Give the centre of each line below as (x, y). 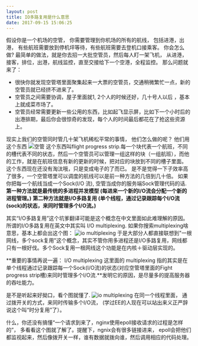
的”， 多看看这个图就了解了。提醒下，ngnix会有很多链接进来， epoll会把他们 (99, 330)
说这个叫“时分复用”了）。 (36, 310)
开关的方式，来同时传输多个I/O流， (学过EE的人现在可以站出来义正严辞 (102, 303)
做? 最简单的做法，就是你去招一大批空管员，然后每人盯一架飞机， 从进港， (97, 55)
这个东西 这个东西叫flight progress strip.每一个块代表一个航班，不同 (97, 147)
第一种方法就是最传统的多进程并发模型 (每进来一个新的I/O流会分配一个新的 (97, 191)
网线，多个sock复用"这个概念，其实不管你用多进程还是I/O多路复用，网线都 (97, 241)
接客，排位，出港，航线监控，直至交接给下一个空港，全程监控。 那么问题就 (97, 62)
